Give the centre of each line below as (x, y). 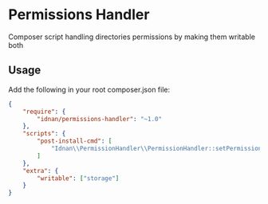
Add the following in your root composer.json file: (89, 89)
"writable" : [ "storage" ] (78, 178)
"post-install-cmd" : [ (75, 141)
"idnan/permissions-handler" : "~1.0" (99, 119)
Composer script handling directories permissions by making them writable (132, 37)
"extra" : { (41, 171)
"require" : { (44, 112)
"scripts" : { (44, 134)
